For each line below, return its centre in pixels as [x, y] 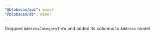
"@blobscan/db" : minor [28, 14]
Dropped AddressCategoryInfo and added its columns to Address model [77, 28]
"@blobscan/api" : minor [29, 10]
